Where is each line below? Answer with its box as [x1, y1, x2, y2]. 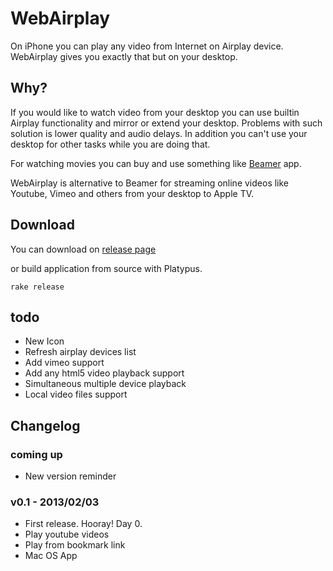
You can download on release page [10, 243, 157, 255]
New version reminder [24, 470, 117, 482]
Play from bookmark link [24, 539, 126, 551]
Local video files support [24, 388, 128, 401]
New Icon [24, 335, 65, 347]
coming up [10, 447, 63, 461]
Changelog [10, 417, 81, 434]
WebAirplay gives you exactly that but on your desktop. [10, 50, 238, 62]
